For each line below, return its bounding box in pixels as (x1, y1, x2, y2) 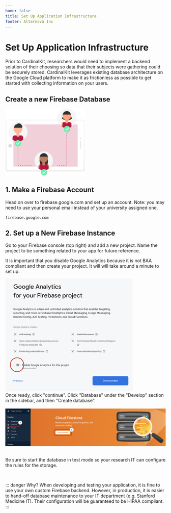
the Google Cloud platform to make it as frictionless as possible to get (5, 74, 152, 81)
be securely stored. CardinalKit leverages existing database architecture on (5, 69, 163, 75)
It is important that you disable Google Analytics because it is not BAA (5, 258, 152, 264)
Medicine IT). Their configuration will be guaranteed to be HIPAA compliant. (5, 498, 164, 504)
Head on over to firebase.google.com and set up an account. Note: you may (5, 199, 165, 205)
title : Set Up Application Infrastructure (5, 13, 97, 19)
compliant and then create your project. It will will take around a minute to (5, 263, 159, 269)
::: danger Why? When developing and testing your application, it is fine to (5, 482, 160, 488)
